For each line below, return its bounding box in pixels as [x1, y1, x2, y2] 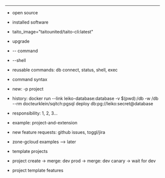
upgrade [12, 38, 30, 44]
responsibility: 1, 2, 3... [12, 110, 58, 116]
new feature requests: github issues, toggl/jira [12, 129, 106, 135]
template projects [12, 148, 48, 154]
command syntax [12, 77, 48, 82]
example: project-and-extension [12, 120, 78, 125]
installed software [12, 19, 49, 25]
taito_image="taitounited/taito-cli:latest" [12, 29, 93, 34]
